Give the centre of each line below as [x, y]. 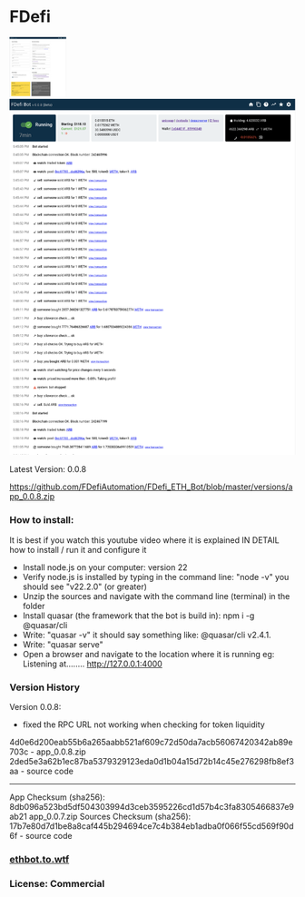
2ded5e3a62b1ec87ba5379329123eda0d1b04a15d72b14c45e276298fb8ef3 [152, 762]
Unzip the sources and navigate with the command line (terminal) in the [156, 596]
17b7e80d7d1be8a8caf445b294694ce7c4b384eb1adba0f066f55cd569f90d [152, 826]
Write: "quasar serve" [63, 644]
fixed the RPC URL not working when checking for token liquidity [143, 724]
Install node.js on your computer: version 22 [105, 567]
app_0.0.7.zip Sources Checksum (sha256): [110, 817]
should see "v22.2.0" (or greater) [85, 586]
